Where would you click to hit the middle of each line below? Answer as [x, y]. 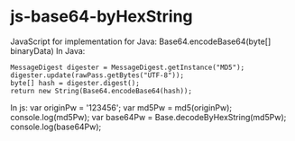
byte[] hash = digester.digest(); [75, 83]
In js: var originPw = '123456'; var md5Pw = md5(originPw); [121, 107]
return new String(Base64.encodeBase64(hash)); [101, 91]
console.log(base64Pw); [56, 127]
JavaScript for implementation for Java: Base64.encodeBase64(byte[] [141, 41]
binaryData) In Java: [48, 50]
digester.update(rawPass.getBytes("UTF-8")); [97, 75]
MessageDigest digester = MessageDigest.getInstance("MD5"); [128, 67]
